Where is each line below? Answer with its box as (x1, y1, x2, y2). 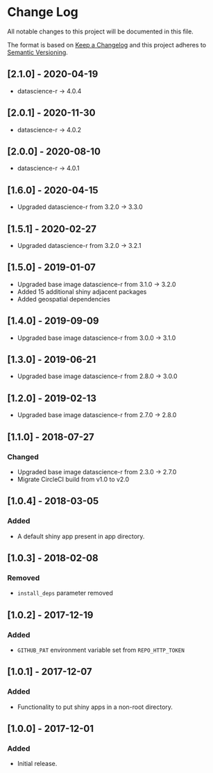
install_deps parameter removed (17, 589, 113, 598)
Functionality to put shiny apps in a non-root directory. (17, 703, 173, 711)
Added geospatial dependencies (17, 295, 111, 303)
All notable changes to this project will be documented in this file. (7, 27, 194, 36)
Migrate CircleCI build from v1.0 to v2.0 (17, 475, 130, 483)
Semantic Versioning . (7, 48, 68, 56)
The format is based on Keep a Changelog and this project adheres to (7, 40, 207, 49)
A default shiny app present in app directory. (17, 532, 145, 540)
